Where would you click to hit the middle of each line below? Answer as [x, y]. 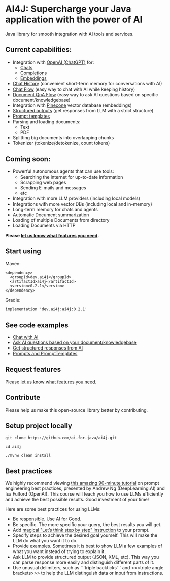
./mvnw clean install [28, 455]
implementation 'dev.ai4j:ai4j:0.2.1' [46, 309]
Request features [33, 369]
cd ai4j [13, 446]
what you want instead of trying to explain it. [59, 551]
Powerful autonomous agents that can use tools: [63, 171]
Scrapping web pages [43, 182]
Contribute [23, 398]
